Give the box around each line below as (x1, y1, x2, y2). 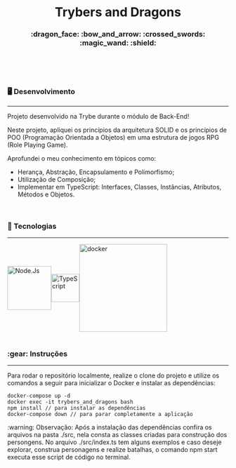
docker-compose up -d (7, 392, 71, 400)
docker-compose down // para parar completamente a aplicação (7, 411, 193, 418)
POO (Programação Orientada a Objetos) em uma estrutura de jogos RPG (7, 133, 220, 141)
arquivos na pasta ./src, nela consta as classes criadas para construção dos (7, 431, 228, 439)
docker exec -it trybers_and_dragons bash (7, 399, 133, 406)
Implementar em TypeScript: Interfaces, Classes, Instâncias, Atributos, (17, 182, 222, 191)
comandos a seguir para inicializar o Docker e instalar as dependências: (7, 379, 216, 387)
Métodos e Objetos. (17, 190, 75, 199)
